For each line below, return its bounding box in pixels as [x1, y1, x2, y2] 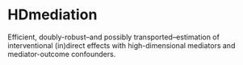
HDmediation [7, 6, 98, 24]
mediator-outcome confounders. [7, 49, 116, 59]
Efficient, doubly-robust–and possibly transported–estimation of [7, 32, 220, 42]
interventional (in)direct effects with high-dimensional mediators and [7, 40, 236, 50]
